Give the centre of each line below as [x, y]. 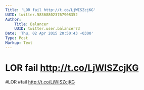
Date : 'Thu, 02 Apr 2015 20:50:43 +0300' [50, 33]
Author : [13, 19]
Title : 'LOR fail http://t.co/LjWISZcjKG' [51, 10]
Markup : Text [19, 43]
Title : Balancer [32, 24]
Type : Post [17, 38]
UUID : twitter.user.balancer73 [47, 29]
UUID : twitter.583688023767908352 [42, 15]
